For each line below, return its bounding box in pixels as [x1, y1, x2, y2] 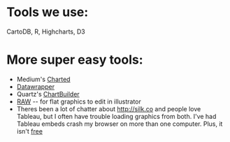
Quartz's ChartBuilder [16, 90, 80, 98]
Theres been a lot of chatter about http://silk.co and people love [16, 104, 201, 113]
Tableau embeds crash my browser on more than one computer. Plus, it [16, 120, 223, 128]
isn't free [16, 127, 43, 135]
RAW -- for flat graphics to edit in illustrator [16, 97, 141, 106]
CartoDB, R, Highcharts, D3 [6, 27, 85, 36]
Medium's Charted [16, 75, 71, 83]
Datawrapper [16, 82, 55, 91]
